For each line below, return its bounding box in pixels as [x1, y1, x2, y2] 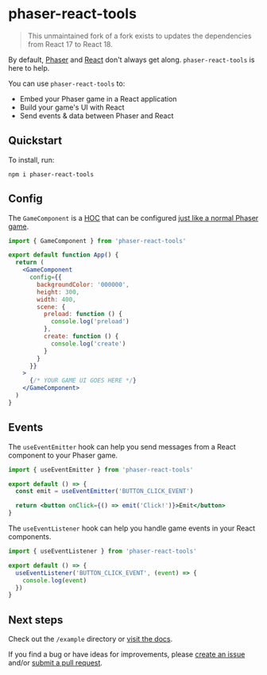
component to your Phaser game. [8, 450, 118, 460]
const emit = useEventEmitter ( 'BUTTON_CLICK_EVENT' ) [15, 488, 194, 496]
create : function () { [43, 333, 119, 341]
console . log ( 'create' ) [50, 339, 126, 348]
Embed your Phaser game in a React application [19, 94, 177, 103]
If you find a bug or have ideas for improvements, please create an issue [8, 650, 246, 659]
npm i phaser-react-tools [8, 170, 94, 179]
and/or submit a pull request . [8, 658, 103, 668]
